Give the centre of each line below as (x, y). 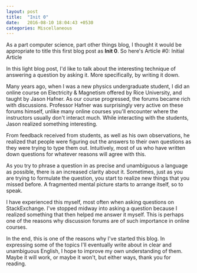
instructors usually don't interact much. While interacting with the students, (97, 118)
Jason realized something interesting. (52, 124)
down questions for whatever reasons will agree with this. (76, 154)
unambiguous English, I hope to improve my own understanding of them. (94, 251)
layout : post (22, 11)
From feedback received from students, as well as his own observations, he (98, 136)
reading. (16, 264)
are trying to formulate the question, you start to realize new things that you (98, 178)
